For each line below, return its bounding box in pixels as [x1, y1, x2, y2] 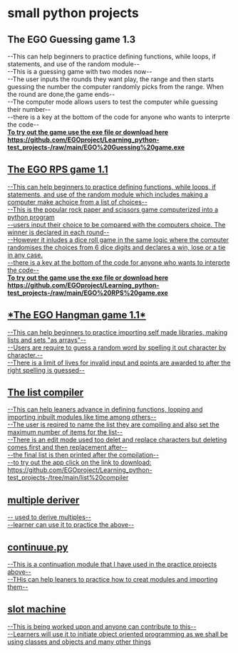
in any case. [7, 251, 43, 259]
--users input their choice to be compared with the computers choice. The [7, 220, 226, 229]
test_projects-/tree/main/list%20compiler [7, 474, 129, 482]
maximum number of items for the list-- [7, 428, 123, 437]
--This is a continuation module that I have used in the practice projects [7, 560, 217, 569]
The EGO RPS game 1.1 [7, 164, 108, 176]
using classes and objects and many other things [7, 637, 152, 646]
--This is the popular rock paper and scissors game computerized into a [7, 205, 219, 214]
